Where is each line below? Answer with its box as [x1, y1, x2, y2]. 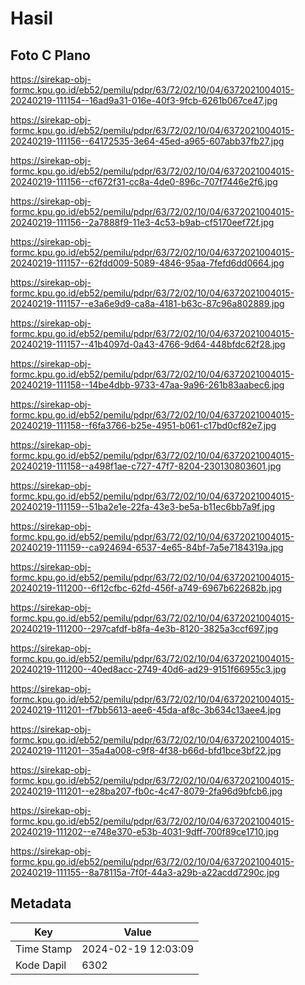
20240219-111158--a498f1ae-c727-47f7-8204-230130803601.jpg [10, 460, 282, 472]
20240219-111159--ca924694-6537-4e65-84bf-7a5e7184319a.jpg [10, 542, 284, 553]
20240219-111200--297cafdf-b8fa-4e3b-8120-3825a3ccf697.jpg [10, 623, 279, 634]
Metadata [10, 895, 72, 912]
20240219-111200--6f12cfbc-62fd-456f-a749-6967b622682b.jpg [10, 582, 283, 594]
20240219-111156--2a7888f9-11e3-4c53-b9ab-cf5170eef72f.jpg [10, 217, 275, 228]
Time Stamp [15, 942, 73, 956]
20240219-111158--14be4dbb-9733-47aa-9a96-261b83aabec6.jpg [10, 379, 285, 391]
